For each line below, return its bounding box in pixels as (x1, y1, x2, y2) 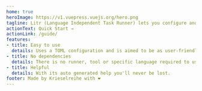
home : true (6, 8, 34, 15)
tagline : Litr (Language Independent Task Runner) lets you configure (6, 20, 187, 26)
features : (6, 37, 31, 43)
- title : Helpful (6, 64, 50, 71)
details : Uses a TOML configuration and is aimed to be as (11, 48, 163, 54)
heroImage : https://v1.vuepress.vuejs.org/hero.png (6, 14, 138, 20)
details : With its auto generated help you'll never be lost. (11, 70, 171, 76)
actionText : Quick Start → (6, 25, 74, 32)
